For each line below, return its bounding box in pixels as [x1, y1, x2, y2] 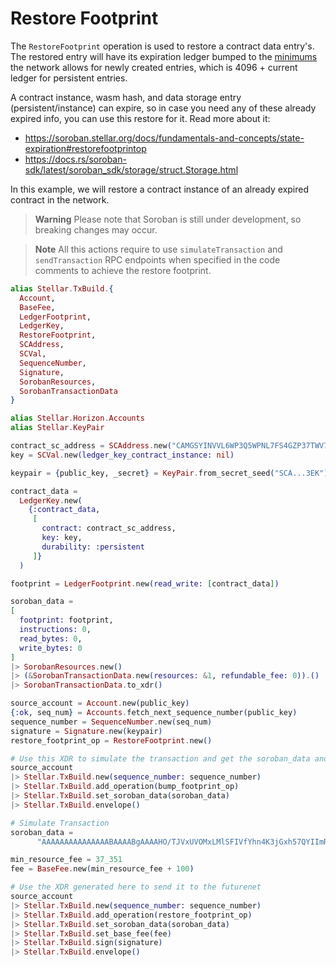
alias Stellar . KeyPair [10, 423, 105, 433]
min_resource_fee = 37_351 [10, 855, 123, 865]
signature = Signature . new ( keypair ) [10, 726, 163, 736]
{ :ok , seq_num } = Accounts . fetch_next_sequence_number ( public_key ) [10, 708, 298, 718]
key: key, [41, 533, 83, 543]
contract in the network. [10, 193, 110, 206]
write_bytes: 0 [19, 643, 83, 653]
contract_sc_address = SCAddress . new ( [10, 441, 172, 451]
